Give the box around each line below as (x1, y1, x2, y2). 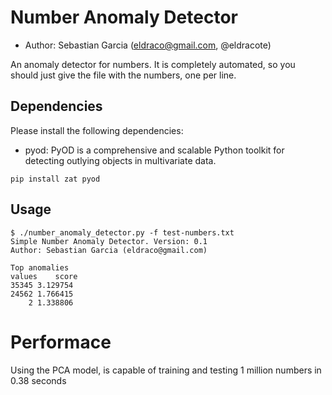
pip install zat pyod (10, 174, 101, 184)
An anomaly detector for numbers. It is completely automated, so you (10, 58, 296, 70)
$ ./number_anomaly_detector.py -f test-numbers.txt (10, 227, 235, 238)
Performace (10, 331, 112, 353)
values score (10, 271, 78, 281)
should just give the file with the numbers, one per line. (10, 69, 237, 81)
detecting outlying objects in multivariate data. (24, 154, 217, 166)
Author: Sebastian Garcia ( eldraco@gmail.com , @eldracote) (24, 39, 272, 51)
